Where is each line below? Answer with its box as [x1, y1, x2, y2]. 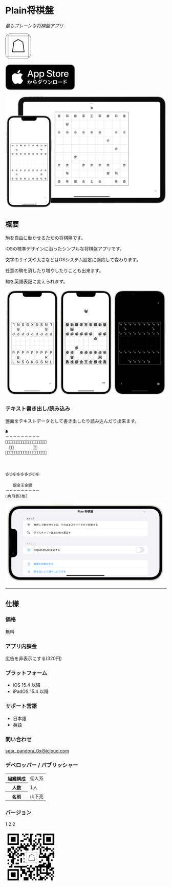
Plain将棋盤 [5, 5, 54, 16]
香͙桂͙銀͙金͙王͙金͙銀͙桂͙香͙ [5, 439, 47, 445]
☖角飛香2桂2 [5, 493, 28, 498]
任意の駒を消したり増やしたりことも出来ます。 [5, 267, 104, 274]
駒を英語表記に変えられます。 [5, 278, 68, 284]
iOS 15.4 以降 [12, 682, 41, 688]
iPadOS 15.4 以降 [12, 688, 49, 695]
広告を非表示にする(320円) [5, 655, 62, 662]
